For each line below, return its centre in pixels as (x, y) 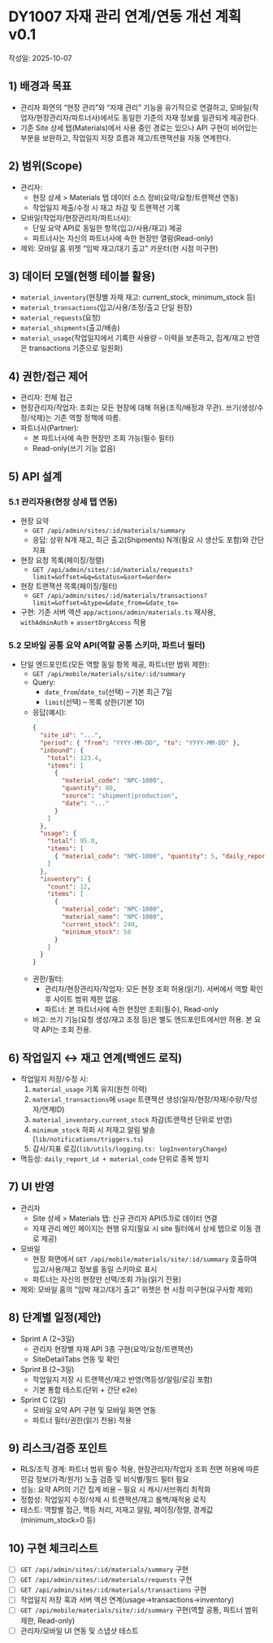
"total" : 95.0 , (73, 841)
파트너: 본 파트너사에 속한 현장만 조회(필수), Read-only (132, 1009)
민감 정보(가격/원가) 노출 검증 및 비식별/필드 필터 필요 (104, 1479)
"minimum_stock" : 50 (96, 932)
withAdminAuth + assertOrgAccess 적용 (83, 622)
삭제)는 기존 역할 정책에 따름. (76, 418)
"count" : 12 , (69, 887)
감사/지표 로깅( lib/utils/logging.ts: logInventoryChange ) (130, 1148)
